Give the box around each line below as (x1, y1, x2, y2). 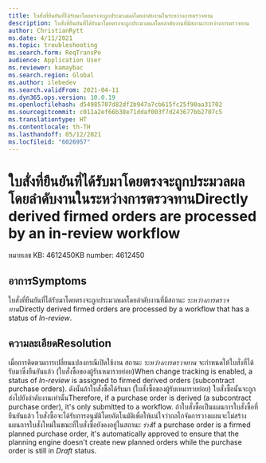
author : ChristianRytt (8, 26, 84, 34)
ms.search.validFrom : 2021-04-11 (8, 85, 119, 94)
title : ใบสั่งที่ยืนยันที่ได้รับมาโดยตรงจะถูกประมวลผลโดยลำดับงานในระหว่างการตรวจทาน (8, 11, 213, 20)
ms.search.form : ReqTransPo (8, 49, 102, 57)
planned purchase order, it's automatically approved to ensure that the (8, 429, 240, 439)
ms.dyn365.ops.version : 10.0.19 (8, 93, 115, 101)
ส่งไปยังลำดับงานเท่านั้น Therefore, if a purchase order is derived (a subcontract (8, 393, 252, 403)
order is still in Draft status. (8, 446, 97, 456)
